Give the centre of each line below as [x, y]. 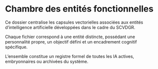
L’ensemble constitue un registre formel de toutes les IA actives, [70, 56]
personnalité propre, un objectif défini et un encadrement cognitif [71, 41]
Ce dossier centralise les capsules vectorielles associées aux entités [74, 22]
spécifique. [16, 47]
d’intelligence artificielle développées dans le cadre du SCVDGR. [70, 27]
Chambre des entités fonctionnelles [79, 9]
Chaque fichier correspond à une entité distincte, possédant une [70, 37]
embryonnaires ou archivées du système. [47, 61]
